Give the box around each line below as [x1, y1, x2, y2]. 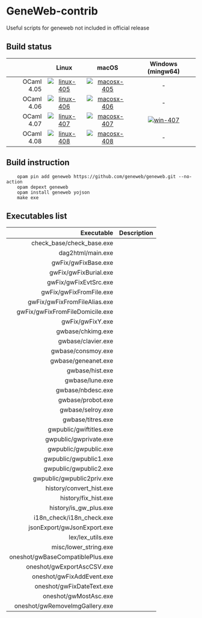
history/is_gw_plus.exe [49, 504, 114, 512]
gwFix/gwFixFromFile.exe [41, 288, 114, 296]
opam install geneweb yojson [17, 189, 90, 196]
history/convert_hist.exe [45, 484, 114, 492]
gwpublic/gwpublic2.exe [43, 465, 114, 473]
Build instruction [6, 158, 70, 168]
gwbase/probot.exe [58, 396, 114, 404]
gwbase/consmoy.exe [50, 347, 114, 355]
